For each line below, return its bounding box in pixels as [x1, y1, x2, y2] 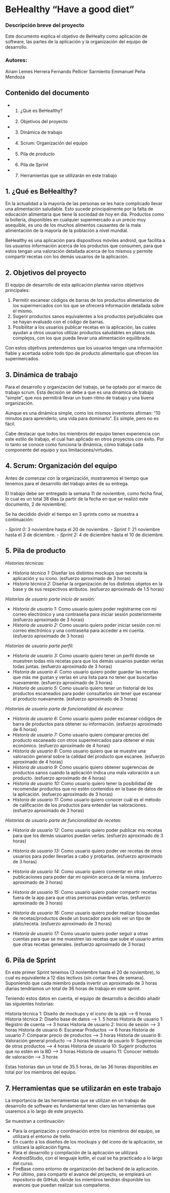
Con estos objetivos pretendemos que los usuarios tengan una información [5, 345, 162, 351]
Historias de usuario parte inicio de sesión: [5, 596, 95, 602]
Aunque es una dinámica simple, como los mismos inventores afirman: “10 [5, 410, 161, 416]
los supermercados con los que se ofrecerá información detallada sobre [12, 303, 164, 309]
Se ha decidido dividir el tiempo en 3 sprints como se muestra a [5, 511, 139, 517]
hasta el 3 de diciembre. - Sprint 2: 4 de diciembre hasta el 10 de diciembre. [5, 532, 164, 538]
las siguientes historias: [5, 1001, 54, 1007]
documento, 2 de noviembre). [5, 501, 67, 507]
